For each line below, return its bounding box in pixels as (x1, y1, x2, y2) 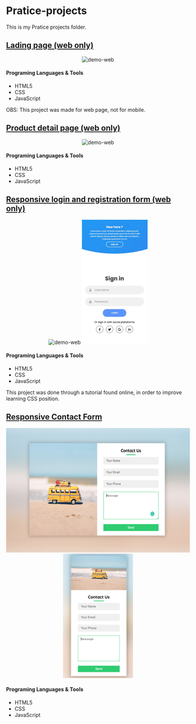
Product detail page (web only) (6, 123, 121, 133)
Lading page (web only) (6, 40, 94, 50)
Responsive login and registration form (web (6, 194, 171, 204)
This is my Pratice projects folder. (6, 23, 86, 30)
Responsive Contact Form (6, 412, 103, 422)
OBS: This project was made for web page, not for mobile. (6, 106, 146, 113)
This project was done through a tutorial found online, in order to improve (6, 388, 182, 396)
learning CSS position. (6, 395, 60, 402)
